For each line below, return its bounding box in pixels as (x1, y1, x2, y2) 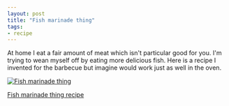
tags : (7, 23, 23, 30)
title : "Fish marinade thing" (7, 17, 96, 24)
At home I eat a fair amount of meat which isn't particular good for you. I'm (7, 49, 222, 57)
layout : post (7, 10, 45, 17)
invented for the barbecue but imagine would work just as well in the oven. (7, 63, 222, 72)
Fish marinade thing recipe (7, 91, 84, 99)
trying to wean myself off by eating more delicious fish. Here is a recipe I (7, 56, 216, 65)
